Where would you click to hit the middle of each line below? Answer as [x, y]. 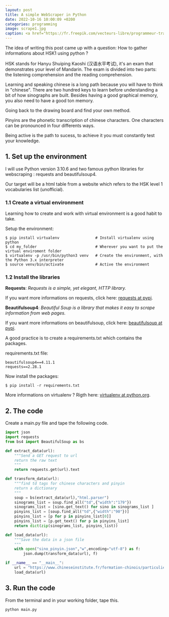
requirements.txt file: [27, 353]
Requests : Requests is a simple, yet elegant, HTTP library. [66, 288]
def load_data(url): [27, 535]
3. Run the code [30, 588]
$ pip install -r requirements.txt [43, 386]
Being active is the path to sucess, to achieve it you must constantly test [80, 135]
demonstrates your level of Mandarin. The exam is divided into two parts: [81, 69]
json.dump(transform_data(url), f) [61, 554]
